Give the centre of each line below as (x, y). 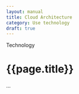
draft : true (21, 28)
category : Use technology (38, 23)
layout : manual (25, 12)
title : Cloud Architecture (39, 17)
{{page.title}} (40, 69)
